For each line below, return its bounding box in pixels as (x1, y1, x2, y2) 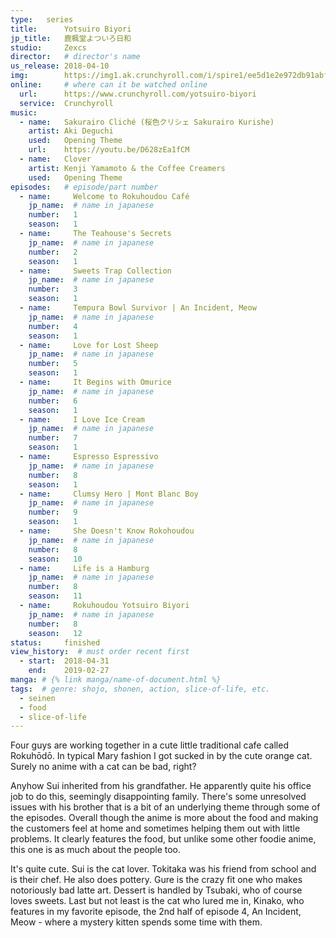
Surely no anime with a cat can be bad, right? (10, 761, 197, 773)
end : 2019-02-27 (28, 666, 110, 676)
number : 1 (28, 210, 78, 220)
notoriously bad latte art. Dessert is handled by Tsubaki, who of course (10, 884, 303, 896)
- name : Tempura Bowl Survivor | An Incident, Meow (19, 303, 257, 313)
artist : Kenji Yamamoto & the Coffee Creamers (28, 163, 226, 173)
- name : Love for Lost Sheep (19, 340, 159, 350)
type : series (10, 14, 74, 25)
